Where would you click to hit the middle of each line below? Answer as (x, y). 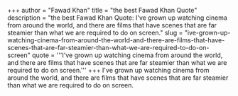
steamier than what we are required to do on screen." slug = (95, 32)
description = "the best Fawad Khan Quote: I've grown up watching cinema (117, 18)
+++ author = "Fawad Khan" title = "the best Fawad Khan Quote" (102, 10)
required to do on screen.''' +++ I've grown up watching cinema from (108, 70)
